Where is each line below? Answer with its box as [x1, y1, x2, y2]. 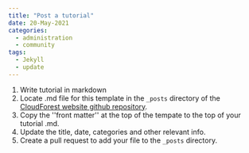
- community [15, 41, 56, 49]
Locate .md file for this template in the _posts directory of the [19, 93, 220, 103]
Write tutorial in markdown [19, 85, 107, 94]
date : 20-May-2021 [8, 19, 69, 27]
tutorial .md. [19, 118, 60, 128]
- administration [15, 33, 73, 42]
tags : [8, 48, 26, 56]
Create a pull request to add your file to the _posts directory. [19, 136, 217, 145]
